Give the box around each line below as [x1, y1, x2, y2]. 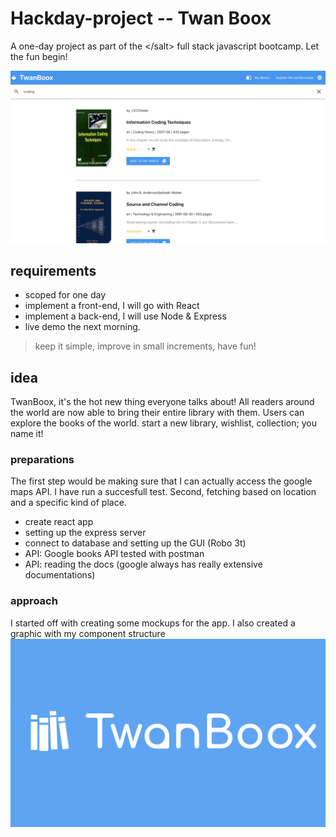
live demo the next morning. [24, 321, 141, 333]
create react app [24, 516, 94, 528]
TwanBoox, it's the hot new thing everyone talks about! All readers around [10, 396, 315, 408]
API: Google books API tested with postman [24, 548, 205, 560]
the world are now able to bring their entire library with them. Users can [10, 407, 305, 419]
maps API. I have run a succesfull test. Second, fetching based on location [10, 486, 317, 498]
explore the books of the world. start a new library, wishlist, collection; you [10, 417, 317, 429]
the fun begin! [10, 50, 68, 62]
